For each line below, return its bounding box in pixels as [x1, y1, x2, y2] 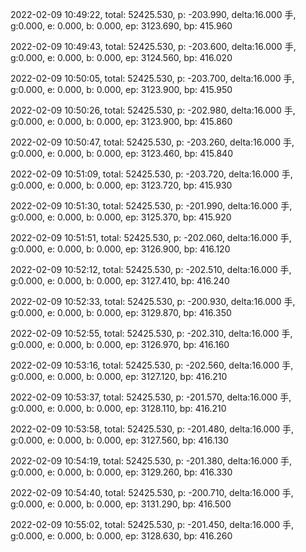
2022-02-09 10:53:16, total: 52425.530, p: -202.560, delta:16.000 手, [10, 359, 294, 371]
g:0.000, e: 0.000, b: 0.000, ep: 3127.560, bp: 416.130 [10, 434, 229, 446]
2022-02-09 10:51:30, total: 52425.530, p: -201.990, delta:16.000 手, [10, 200, 293, 212]
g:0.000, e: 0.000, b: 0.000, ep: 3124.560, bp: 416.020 [10, 52, 233, 63]
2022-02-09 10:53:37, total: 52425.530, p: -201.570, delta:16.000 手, [10, 391, 292, 403]
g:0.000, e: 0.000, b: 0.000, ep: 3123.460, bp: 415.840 [10, 148, 233, 159]
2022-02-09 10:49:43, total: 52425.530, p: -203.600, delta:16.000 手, [10, 41, 297, 52]
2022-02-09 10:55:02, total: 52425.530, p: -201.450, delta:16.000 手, [10, 519, 295, 530]
